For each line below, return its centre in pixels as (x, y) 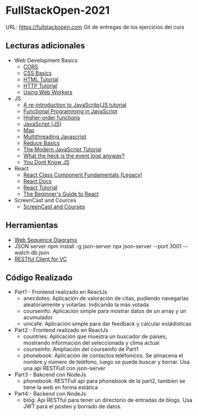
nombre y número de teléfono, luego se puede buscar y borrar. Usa (106, 362)
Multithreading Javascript (55, 136)
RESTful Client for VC (40, 259)
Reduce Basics (42, 143)
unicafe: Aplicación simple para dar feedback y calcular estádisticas (107, 324)
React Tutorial (40, 187)
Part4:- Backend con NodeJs (50, 394)
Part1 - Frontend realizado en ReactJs (61, 292)
